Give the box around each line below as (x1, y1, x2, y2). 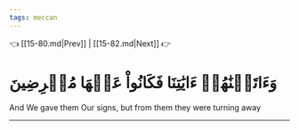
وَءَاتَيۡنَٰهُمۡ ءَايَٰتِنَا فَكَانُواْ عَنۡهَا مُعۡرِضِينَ (9, 72, 278, 93)
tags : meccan (9, 12, 58, 22)
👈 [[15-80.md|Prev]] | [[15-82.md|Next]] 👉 (9, 37, 172, 49)
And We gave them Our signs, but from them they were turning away (9, 102, 262, 112)
